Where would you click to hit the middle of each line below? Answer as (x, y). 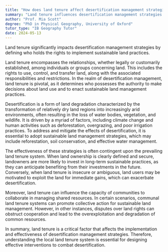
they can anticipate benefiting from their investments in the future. (73, 167)
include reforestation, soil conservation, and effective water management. (81, 141)
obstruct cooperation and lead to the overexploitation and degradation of (80, 214)
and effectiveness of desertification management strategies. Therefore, (79, 234)
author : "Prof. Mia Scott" (33, 19)
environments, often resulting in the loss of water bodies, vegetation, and (80, 115)
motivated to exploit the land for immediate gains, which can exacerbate (79, 178)
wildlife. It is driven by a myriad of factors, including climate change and (79, 120)
